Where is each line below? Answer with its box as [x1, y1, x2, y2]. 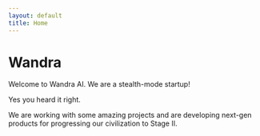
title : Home [8, 19, 48, 27]
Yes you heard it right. [8, 95, 82, 104]
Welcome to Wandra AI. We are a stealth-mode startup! [8, 80, 190, 89]
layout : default [8, 11, 62, 20]
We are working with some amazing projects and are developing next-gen [8, 111, 252, 120]
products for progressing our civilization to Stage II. [8, 119, 178, 128]
